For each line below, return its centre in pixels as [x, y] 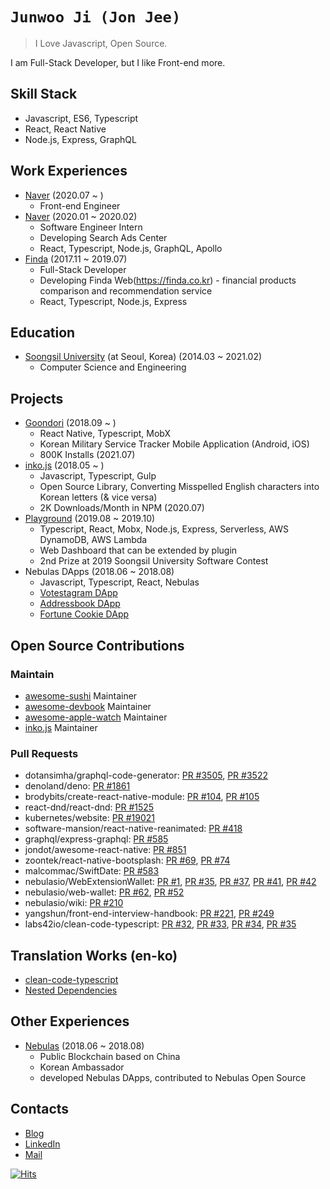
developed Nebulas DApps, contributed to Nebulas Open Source [173, 1077]
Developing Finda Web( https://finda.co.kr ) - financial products [168, 280]
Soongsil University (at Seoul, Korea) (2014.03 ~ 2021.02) [143, 357]
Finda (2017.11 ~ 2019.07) [76, 259]
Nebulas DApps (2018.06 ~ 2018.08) [99, 572]
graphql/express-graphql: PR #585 [96, 839]
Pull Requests [44, 753]
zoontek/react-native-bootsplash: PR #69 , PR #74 [127, 860]
